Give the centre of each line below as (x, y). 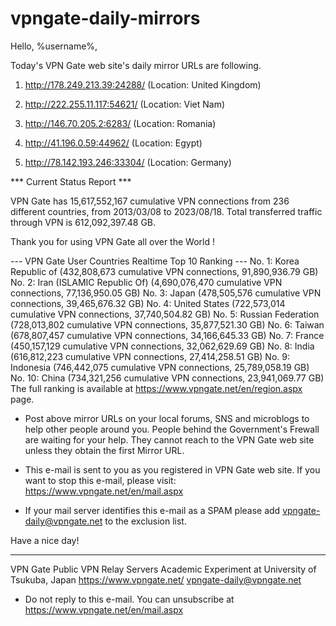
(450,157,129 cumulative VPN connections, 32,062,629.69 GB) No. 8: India (162, 346)
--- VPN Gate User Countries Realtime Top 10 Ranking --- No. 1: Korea (155, 261)
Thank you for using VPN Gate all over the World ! (112, 241)
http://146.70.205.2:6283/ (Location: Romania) (120, 123)
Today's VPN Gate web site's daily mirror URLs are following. (136, 65)
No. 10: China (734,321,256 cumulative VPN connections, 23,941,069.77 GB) (167, 378)
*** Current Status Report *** (71, 181)
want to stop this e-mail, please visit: (100, 480)
